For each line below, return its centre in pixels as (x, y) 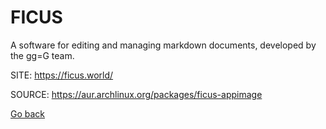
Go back (28, 113)
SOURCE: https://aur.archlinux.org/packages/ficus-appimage (136, 94)
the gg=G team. (42, 55)
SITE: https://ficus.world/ (62, 75)
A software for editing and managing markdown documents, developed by (163, 45)
